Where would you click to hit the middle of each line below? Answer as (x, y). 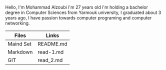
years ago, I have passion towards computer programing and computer (78, 18)
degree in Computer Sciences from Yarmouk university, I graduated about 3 (83, 12)
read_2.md (50, 60)
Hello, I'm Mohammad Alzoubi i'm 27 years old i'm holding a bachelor (77, 7)
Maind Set (19, 44)
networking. (17, 23)
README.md (52, 44)
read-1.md (50, 52)
